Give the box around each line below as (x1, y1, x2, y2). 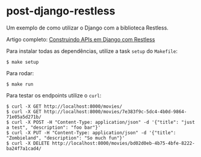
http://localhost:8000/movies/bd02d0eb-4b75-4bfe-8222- (52, 140, 196, 146)
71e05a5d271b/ (6, 114, 42, 120)
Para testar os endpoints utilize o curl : (6, 91, 102, 99)
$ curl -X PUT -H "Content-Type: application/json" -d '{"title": (6, 129, 176, 136)
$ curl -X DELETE (6, 140, 50, 146)
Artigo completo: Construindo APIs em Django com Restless (6, 35, 155, 43)
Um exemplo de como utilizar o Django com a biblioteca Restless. (6, 24, 169, 31)
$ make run (6, 81, 34, 87)
